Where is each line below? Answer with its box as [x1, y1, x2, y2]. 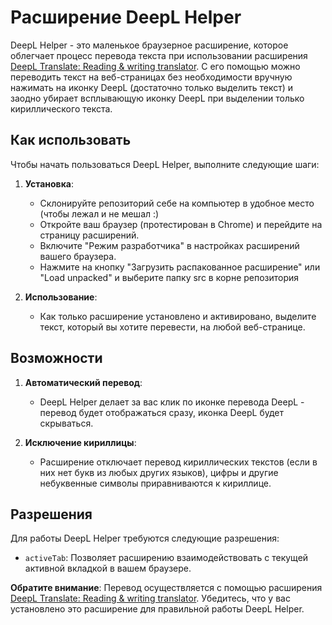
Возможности [10, 350, 103, 367]
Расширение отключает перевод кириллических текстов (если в [39, 456, 318, 468]
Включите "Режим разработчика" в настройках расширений [39, 239, 300, 251]
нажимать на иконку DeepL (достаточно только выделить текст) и [10, 81, 294, 93]
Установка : [24, 177, 74, 190]
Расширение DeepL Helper [10, 6, 242, 29]
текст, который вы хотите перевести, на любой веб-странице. [39, 321, 306, 333]
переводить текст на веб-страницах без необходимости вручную [10, 71, 293, 83]
